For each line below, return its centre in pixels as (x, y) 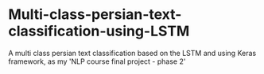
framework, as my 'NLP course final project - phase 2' (97, 61)
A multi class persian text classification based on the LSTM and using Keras (132, 53)
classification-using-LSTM (99, 31)
